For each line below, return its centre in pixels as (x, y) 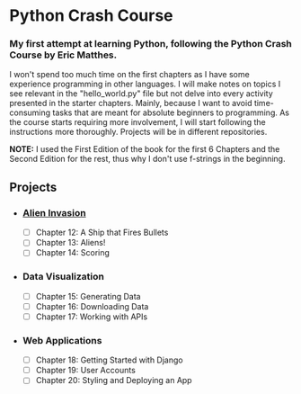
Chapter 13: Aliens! (71, 243)
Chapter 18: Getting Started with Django (109, 360)
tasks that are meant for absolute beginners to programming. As (171, 112)
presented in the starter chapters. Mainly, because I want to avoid (131, 103)
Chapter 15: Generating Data (88, 296)
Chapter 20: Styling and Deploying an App (114, 381)
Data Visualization (63, 277)
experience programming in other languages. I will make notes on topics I (145, 84)
